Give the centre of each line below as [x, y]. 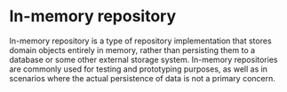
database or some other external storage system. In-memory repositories [143, 59]
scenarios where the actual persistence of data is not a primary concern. [142, 78]
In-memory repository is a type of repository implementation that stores [141, 41]
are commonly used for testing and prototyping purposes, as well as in [139, 69]
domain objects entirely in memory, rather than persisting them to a [132, 50]
